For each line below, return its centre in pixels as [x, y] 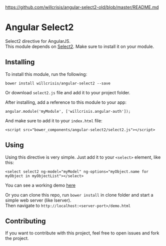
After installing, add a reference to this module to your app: [66, 102]
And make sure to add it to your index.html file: [54, 121]
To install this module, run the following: [46, 74]
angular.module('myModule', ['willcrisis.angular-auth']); [68, 111]
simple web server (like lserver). [38, 200]
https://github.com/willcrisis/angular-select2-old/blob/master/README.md [82, 7]
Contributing [25, 221]
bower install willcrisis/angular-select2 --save [58, 83]
